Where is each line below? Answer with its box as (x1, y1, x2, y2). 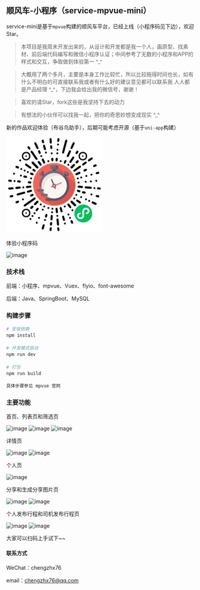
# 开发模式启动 (6, 345, 39, 352)
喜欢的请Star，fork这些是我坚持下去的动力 (20, 98, 125, 105)
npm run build (6, 370, 42, 376)
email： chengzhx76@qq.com (6, 577, 79, 584)
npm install (6, 332, 36, 338)
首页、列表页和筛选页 (6, 413, 59, 420)
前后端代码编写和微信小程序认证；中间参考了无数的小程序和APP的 (31, 50, 194, 58)
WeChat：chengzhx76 (6, 564, 61, 571)
